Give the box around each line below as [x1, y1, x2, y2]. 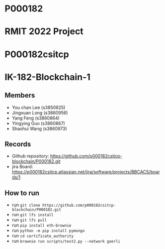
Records [4, 140, 31, 148]
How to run [4, 189, 40, 197]
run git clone [11, 202, 40, 208]
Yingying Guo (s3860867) [11, 120, 65, 126]
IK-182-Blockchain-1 [4, 71, 90, 83]
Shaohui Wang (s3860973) [11, 125, 68, 131]
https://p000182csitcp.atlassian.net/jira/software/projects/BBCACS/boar [11, 169, 160, 175]
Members [4, 91, 35, 100]
